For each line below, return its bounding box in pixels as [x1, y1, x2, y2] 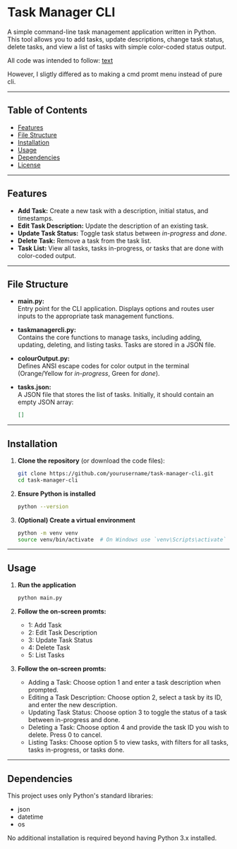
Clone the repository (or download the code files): [17, 456, 166, 465]
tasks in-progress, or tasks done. [28, 745, 125, 755]
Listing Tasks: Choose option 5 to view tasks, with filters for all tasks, [28, 738, 229, 747]
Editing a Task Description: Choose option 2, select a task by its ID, [28, 693, 223, 702]
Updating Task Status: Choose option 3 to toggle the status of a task [28, 708, 227, 716]
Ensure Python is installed [17, 489, 97, 498]
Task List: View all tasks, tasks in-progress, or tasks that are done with [17, 244, 224, 252]
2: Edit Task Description [28, 628, 97, 637]
